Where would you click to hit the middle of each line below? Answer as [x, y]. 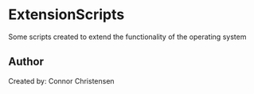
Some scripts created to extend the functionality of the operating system [127, 37]
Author [26, 62]
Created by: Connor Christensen [61, 80]
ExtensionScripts [66, 15]
